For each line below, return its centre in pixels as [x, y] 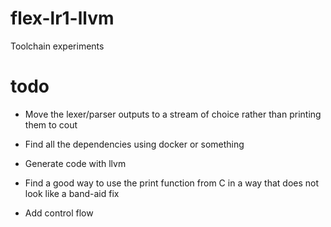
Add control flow [59, 213]
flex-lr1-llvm [62, 18]
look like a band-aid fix [72, 193]
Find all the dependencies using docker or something [134, 144]
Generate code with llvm [75, 163]
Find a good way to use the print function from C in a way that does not [172, 183]
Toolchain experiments [57, 46]
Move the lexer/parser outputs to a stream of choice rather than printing [173, 114]
